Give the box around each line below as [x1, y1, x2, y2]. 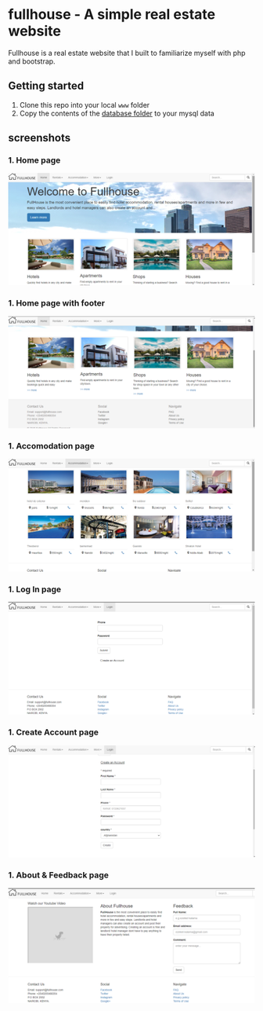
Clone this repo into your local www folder [19, 100, 150, 109]
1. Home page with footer [8, 298, 106, 309]
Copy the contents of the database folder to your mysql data [19, 108, 215, 118]
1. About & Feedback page [8, 870, 110, 881]
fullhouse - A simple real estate [8, 5, 216, 24]
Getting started [8, 79, 85, 93]
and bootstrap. [8, 57, 56, 66]
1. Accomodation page [8, 440, 95, 451]
